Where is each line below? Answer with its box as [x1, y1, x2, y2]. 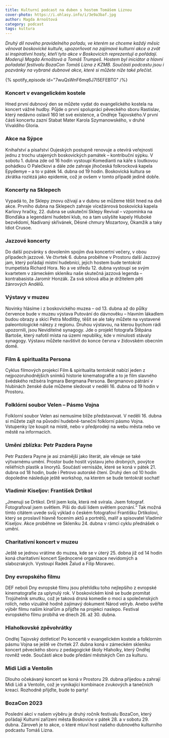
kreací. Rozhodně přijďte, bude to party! [5, 687, 88, 693]
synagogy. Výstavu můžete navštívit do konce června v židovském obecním [5, 337, 163, 343]
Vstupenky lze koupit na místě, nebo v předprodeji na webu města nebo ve [5, 423, 160, 430]
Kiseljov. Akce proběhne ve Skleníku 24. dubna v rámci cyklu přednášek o [5, 520, 159, 526]
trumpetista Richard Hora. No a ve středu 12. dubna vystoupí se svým [5, 265, 149, 271]
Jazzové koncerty [5, 237, 50, 244]
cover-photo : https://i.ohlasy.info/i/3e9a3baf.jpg [5, 12, 116, 17]
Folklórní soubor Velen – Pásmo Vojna [5, 401, 99, 408]
